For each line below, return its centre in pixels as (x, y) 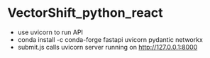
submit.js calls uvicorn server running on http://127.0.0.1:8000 (107, 47)
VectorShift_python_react (85, 13)
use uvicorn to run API (50, 32)
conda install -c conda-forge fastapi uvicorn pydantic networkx (110, 39)
